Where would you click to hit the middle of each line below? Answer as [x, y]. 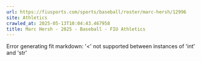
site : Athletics [27, 18]
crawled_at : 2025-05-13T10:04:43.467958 [58, 23]
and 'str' [17, 53]
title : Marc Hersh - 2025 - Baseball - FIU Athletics [76, 29]
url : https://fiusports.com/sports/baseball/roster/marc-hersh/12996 [97, 12]
